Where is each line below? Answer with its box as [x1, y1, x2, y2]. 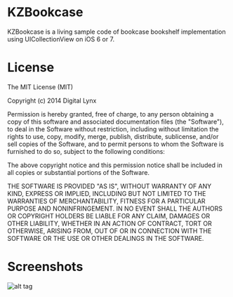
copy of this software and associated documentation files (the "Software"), [7, 117, 225, 126]
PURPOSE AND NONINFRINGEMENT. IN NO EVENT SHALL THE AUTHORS [7, 204, 223, 213]
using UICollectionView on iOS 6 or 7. [7, 34, 114, 43]
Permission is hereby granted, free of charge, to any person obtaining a [7, 110, 214, 118]
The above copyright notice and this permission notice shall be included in [7, 161, 222, 169]
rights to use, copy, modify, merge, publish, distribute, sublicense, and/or [7, 132, 219, 140]
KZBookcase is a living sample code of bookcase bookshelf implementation [7, 27, 226, 36]
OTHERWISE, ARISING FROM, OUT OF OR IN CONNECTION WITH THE [7, 226, 212, 235]
